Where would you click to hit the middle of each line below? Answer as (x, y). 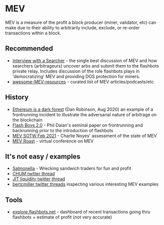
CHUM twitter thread (34, 174)
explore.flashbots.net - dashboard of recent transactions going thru (81, 212)
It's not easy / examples (43, 156)
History (17, 97)
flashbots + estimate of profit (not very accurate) (62, 217)
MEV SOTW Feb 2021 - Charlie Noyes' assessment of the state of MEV (84, 136)
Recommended (29, 48)
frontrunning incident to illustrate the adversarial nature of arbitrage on (84, 114)
